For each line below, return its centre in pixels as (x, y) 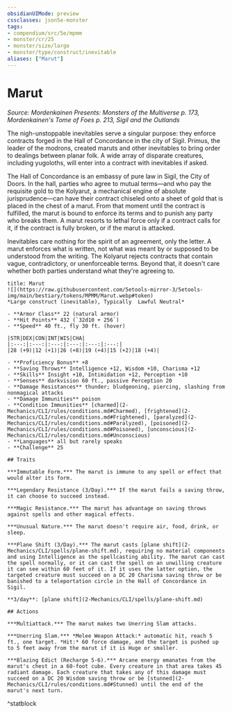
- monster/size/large (39, 46)
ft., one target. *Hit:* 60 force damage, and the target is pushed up (113, 642)
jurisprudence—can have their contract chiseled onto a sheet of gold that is (115, 198)
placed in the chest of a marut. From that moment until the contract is (107, 205)
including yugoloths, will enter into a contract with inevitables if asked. (108, 162)
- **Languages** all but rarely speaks (65, 442)
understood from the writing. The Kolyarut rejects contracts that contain (110, 256)
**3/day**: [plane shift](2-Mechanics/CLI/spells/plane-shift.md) (105, 599)
